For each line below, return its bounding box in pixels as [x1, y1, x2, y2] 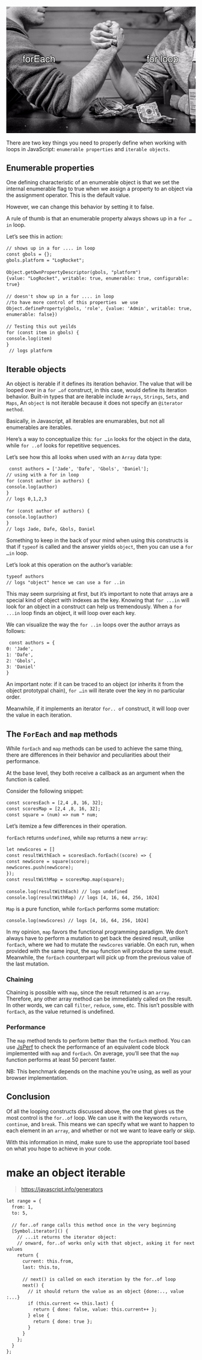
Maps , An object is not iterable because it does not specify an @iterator [6, 399, 183, 407]
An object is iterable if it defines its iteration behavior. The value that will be [6, 380, 192, 387]
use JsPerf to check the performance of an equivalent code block [6, 1043, 170, 1050]
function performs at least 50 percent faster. [6, 1056, 116, 1063]
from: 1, [11, 1204, 34, 1211]
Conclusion [6, 1091, 50, 1102]
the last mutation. [6, 960, 49, 967]
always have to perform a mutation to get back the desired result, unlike [6, 935, 185, 942]
